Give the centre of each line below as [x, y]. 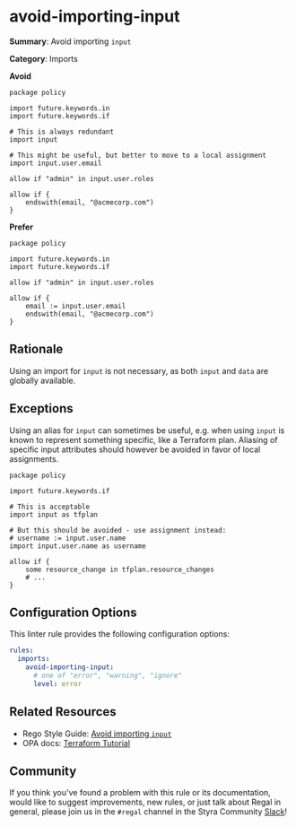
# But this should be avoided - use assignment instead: [118, 530]
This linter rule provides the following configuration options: [120, 634]
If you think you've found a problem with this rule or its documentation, [140, 793]
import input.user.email [56, 163]
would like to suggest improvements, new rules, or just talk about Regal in [145, 802]
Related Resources [63, 712]
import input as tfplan [54, 514]
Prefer [22, 227]
